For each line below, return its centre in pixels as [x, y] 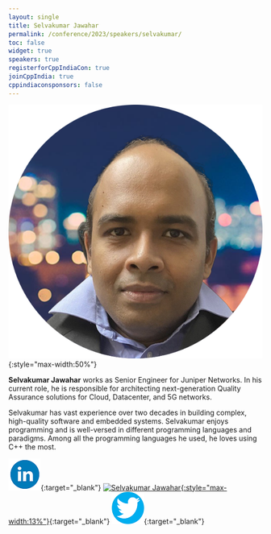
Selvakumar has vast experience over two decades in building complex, [128, 412]
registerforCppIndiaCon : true [59, 68]
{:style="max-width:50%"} [53, 364]
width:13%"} [29, 521]
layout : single [34, 17]
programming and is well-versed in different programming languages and [130, 429]
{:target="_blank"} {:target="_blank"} [127, 521]
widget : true [30, 51]
